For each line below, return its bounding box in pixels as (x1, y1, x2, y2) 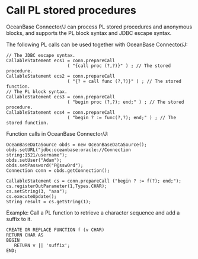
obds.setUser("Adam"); (6, 157, 62, 163)
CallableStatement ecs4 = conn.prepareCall (6, 109, 116, 116)
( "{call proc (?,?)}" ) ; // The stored (67, 63, 171, 69)
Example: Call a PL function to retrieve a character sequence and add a (6, 209, 180, 216)
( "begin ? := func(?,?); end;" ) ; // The (67, 114, 177, 120)
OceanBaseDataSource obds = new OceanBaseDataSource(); (6, 142, 147, 148)
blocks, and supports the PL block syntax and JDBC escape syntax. (6, 29, 172, 36)
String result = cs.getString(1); (6, 199, 92, 204)
